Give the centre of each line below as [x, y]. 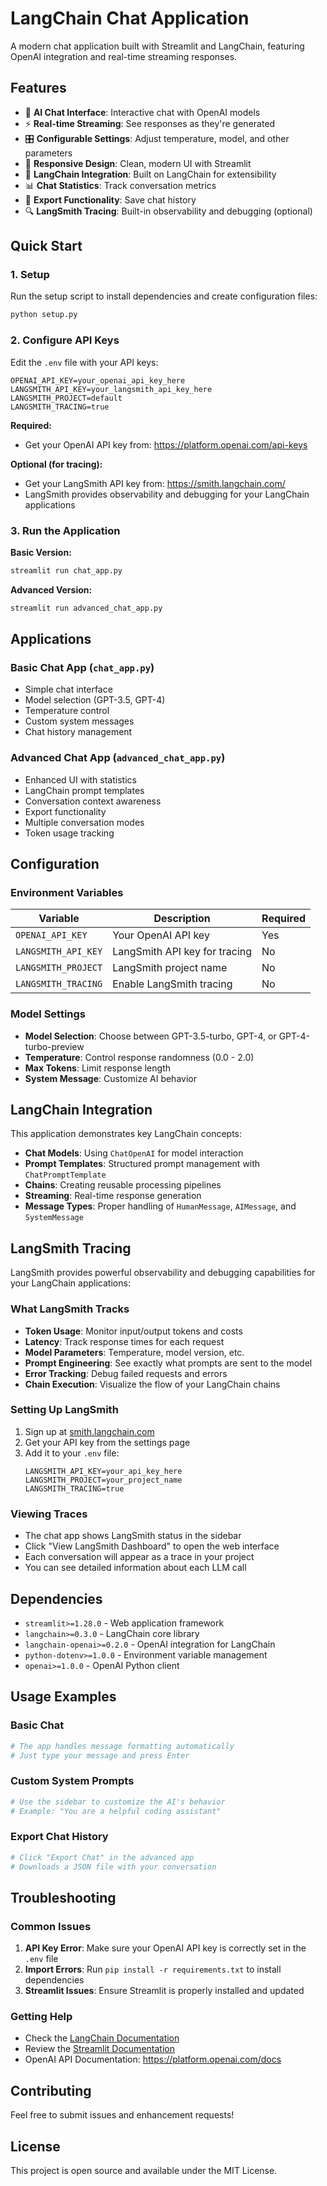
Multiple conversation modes [84, 822]
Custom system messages [79, 721]
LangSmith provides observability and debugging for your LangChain [167, 494]
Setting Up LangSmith [64, 1410]
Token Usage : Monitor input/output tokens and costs [133, 1331]
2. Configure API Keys [65, 340]
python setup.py [44, 315]
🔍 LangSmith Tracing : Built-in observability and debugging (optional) [168, 211]
